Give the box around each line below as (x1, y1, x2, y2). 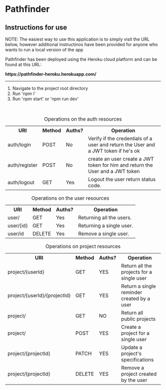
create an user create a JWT (88, 156, 154, 162)
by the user (121, 377, 147, 384)
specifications (121, 356, 154, 363)
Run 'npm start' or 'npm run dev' (12, 96, 79, 102)
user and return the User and (88, 141, 155, 148)
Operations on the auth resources (44, 116, 122, 122)
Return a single (121, 283, 156, 290)
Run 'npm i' (12, 90, 36, 96)
